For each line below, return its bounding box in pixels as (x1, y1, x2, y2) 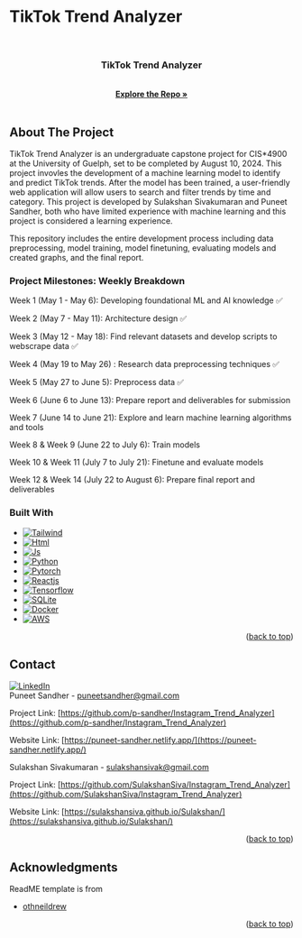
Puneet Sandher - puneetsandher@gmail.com (9, 690, 180, 701)
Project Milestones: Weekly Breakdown (9, 274, 186, 287)
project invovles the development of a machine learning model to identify (9, 168, 281, 179)
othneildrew (22, 901, 68, 912)
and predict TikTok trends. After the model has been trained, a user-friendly (9, 178, 290, 189)
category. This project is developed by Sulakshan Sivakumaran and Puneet (9, 197, 288, 207)
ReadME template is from (9, 884, 104, 895)
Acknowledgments (9, 860, 119, 875)
